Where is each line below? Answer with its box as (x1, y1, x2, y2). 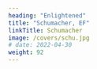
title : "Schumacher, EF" (8, 19, 90, 27)
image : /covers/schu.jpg (8, 33, 90, 42)
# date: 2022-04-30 (8, 41, 73, 49)
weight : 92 (8, 48, 44, 56)
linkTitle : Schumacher (8, 26, 83, 34)
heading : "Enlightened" (8, 11, 87, 20)
